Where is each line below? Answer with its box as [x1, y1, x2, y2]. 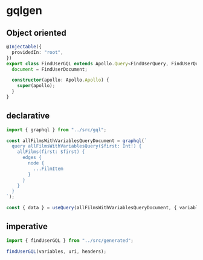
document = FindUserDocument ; [11, 66, 88, 73]
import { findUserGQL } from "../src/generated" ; [6, 237, 134, 244]
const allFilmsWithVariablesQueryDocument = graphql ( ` [6, 137, 147, 144]
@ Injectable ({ [6, 44, 42, 50]
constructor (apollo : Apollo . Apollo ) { [11, 77, 110, 83]
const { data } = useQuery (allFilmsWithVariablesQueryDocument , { [6, 205, 177, 211]
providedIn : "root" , [11, 49, 63, 55]
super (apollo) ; [17, 83, 56, 89]
